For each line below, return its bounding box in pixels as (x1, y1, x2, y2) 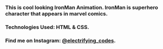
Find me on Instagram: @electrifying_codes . (5, 37, 116, 44)
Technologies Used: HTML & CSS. (5, 23, 89, 30)
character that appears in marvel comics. (5, 10, 108, 17)
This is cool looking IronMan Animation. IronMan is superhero (5, 4, 158, 11)
